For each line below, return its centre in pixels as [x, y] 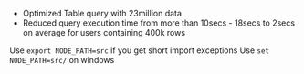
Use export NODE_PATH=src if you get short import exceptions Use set [139, 50]
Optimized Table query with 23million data [102, 13]
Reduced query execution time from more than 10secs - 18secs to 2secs [158, 23]
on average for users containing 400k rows [104, 32]
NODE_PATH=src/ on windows [62, 60]
